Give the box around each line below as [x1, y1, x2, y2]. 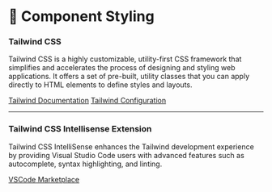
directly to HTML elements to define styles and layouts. [8, 80, 193, 90]
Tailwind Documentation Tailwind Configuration [8, 96, 167, 106]
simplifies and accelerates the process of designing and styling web [8, 63, 236, 73]
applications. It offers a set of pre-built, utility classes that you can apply [8, 72, 249, 81]
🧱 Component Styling [8, 7, 155, 26]
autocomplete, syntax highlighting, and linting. [8, 159, 163, 169]
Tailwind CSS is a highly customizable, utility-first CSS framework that [8, 54, 242, 64]
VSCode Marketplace [8, 174, 80, 184]
